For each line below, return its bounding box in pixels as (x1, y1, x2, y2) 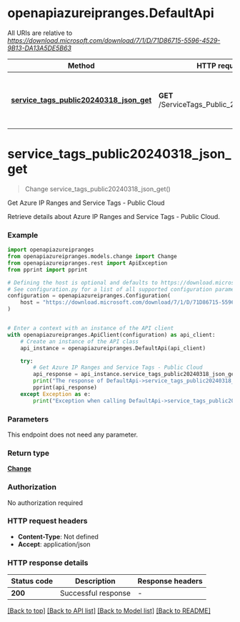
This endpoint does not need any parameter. (7, 430, 138, 439)
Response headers (137, 576, 204, 586)
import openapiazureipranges (7, 246, 94, 254)
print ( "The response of (33, 377, 104, 384)
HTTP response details (7, 558, 89, 568)
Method (67, 61, 95, 71)
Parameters (7, 414, 49, 424)
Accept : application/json (17, 540, 91, 549)
